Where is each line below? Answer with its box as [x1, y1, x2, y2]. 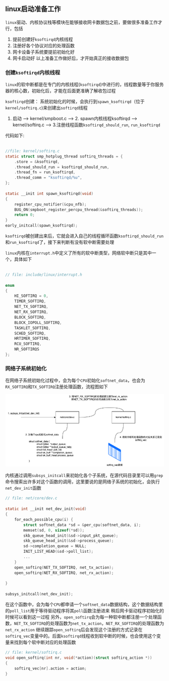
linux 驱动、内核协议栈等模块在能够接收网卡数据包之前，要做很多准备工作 [5, 19, 158, 25]
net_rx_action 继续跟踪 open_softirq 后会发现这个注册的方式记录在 [5, 626, 143, 633]
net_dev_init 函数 [5, 485, 41, 491]
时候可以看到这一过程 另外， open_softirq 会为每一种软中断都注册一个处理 [5, 614, 157, 620]
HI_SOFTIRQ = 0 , [14, 293, 49, 299]
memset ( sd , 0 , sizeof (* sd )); [23, 528, 85, 533]
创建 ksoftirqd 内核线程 [5, 69, 61, 76]
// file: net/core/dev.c [5, 496, 58, 501]
